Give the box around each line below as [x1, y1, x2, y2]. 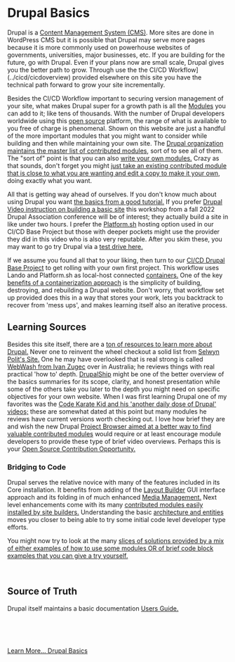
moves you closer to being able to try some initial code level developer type [7, 516, 226, 524]
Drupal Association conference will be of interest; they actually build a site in [7, 212, 229, 221]
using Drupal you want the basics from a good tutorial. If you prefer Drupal [7, 197, 223, 205]
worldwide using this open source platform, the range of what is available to [7, 116, 227, 125]
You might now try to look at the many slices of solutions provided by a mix [7, 537, 224, 545]
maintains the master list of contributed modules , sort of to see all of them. [7, 146, 223, 155]
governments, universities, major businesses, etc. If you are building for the [7, 51, 225, 59]
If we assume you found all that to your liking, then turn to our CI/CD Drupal [7, 255, 226, 265]
